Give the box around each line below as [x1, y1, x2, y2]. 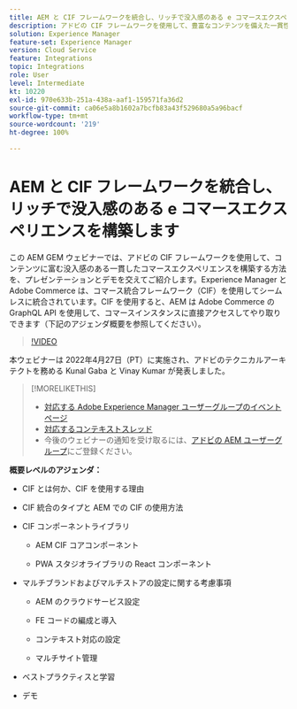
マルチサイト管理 [34, 652, 98, 663]
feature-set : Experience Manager [9, 37, 133, 47]
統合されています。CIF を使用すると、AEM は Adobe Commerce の [32, 296, 276, 306]
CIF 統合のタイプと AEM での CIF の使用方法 [21, 502, 184, 512]
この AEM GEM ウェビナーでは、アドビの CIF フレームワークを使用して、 [9, 251, 275, 262]
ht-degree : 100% [9, 128, 69, 137]
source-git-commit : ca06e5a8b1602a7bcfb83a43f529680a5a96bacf [9, 104, 243, 112]
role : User [9, 71, 49, 80]
